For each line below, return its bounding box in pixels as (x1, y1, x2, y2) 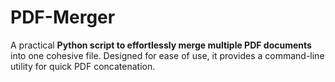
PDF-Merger (10, 6, 116, 29)
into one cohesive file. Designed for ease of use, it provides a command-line (10, 49, 325, 61)
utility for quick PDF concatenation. (10, 60, 156, 72)
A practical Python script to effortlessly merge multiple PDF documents (10, 39, 312, 51)
